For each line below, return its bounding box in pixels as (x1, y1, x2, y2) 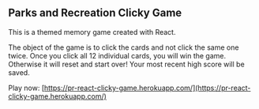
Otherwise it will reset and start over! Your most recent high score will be (8, 59, 245, 69)
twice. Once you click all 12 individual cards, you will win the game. (8, 51, 227, 60)
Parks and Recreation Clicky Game (8, 6, 182, 20)
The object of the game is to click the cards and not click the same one (8, 43, 239, 52)
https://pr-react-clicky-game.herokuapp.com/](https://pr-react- (43, 83, 251, 92)
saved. (8, 67, 30, 77)
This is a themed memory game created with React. (8, 27, 176, 36)
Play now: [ (8, 83, 45, 92)
